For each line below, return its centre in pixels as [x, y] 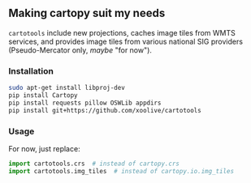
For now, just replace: [44, 148]
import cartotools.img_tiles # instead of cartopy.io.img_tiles [121, 171]
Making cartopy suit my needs [87, 13]
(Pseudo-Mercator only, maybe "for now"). [80, 50]
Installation [31, 70]
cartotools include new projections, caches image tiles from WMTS [122, 32]
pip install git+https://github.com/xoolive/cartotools [105, 110]
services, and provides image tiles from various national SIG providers [126, 41]
